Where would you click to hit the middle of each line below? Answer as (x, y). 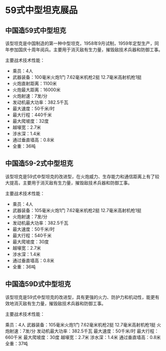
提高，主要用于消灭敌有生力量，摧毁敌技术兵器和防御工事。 (71, 183)
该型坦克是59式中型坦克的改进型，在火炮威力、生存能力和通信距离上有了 (80, 177)
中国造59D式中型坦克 (38, 284)
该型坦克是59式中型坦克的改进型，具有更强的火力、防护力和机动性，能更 (80, 297)
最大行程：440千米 (32, 115)
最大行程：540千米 (32, 235)
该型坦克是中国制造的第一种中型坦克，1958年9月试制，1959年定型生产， (80, 43)
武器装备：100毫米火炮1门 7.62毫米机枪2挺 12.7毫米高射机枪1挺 (77, 77)
